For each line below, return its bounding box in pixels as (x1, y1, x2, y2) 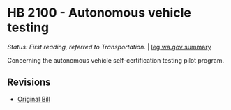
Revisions (7, 77, 51, 88)
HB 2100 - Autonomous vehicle (7, 5, 192, 21)
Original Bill (17, 95, 51, 103)
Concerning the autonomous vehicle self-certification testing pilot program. (7, 56, 225, 64)
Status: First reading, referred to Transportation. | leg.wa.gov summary (7, 42, 211, 51)
